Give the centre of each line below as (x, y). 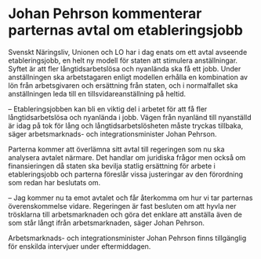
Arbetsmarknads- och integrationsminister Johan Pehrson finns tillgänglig (127, 238)
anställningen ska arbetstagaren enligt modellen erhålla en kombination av (128, 77)
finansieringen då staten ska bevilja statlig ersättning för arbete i (112, 166)
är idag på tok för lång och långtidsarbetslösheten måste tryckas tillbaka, (126, 126)
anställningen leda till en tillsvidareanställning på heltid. (97, 93)
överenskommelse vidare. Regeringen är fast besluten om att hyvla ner (122, 206)
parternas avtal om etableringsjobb (125, 30)
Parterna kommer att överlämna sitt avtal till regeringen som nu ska (116, 149)
